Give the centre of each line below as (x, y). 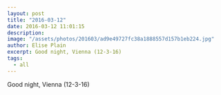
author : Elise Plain (37, 45)
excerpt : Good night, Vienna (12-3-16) (65, 52)
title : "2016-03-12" (37, 20)
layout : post (26, 13)
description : (26, 33)
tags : (15, 59)
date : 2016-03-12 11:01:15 (46, 26)
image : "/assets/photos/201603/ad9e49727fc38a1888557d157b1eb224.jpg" (111, 39)
